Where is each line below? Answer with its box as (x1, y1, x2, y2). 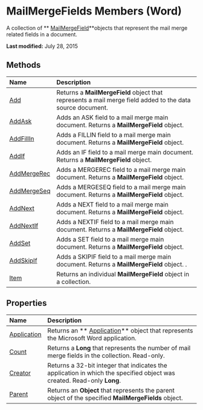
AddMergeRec (9, 169, 50, 177)
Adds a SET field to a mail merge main (56, 235, 164, 243)
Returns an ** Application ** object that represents (47, 326, 193, 334)
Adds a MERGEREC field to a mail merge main (56, 165, 186, 174)
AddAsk (9, 117, 32, 125)
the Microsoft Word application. (47, 334, 137, 342)
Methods (6, 60, 41, 70)
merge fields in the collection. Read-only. (47, 351, 165, 360)
